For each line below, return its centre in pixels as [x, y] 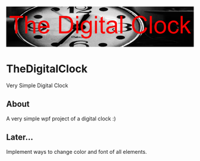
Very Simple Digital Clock [37, 85]
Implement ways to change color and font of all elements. [76, 151]
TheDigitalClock [47, 69]
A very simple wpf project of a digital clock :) [61, 118]
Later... [20, 137]
